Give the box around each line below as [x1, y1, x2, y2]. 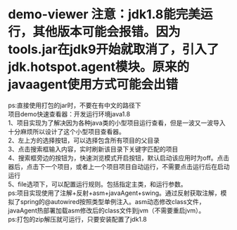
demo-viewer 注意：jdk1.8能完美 [8, 6, 201, 22]
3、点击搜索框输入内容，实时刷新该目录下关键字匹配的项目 [8, 144, 179, 153]
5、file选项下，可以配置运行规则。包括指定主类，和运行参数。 [8, 180, 187, 188]
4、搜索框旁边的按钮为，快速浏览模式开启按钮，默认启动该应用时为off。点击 [8, 154, 230, 162]
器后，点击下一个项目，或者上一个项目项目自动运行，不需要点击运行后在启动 [8, 162, 230, 170]
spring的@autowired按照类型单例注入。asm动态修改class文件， [20, 197, 206, 205]
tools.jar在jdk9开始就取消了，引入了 [8, 41, 219, 57]
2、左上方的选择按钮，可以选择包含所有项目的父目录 [8, 136, 160, 144]
